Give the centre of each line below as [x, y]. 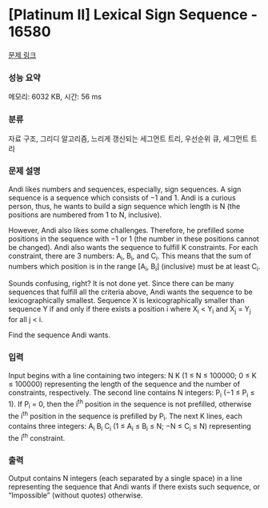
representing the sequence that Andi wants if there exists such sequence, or [134, 486]
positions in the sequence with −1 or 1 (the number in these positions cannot [134, 239]
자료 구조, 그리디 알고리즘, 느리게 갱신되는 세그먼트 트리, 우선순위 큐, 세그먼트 [129, 139]
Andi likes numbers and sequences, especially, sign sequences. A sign [125, 189]
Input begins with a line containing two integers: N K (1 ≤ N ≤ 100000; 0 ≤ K [133, 375]
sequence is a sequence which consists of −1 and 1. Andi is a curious [122, 197]
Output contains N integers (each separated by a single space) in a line [125, 478]
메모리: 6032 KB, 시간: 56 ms [55, 97]
